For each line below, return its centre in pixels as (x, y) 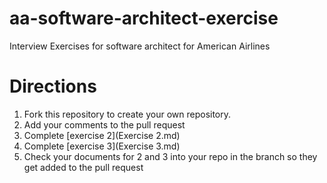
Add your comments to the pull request (104, 124)
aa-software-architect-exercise (144, 18)
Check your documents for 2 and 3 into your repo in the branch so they (170, 156)
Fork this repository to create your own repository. (127, 114)
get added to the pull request (83, 167)
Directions (53, 86)
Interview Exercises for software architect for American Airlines (140, 46)
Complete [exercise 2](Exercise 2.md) (102, 135)
